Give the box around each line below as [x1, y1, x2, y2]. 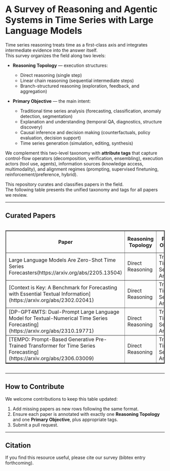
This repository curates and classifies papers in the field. [5, 181, 124, 187]
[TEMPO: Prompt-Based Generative [9, 335, 95, 342]
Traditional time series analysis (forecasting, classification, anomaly [20, 108, 161, 114]
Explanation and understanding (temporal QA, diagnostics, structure [20, 118, 162, 124]
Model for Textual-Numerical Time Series [9, 315, 108, 322]
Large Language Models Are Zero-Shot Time [9, 256, 116, 264]
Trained [9, 342, 27, 349]
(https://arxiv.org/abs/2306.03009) [9, 355, 95, 362]
